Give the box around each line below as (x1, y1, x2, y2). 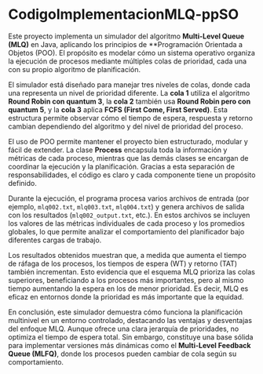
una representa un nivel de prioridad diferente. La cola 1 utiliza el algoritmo (8, 88, 250, 97)
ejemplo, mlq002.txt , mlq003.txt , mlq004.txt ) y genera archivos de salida (8, 202, 245, 211)
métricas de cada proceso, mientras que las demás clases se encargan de (8, 153, 249, 162)
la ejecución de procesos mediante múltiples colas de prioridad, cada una (8, 56, 247, 66)
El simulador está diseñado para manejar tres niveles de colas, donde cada (8, 80, 251, 89)
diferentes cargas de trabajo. (8, 235, 102, 245)
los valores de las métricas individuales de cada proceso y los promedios (8, 218, 245, 228)
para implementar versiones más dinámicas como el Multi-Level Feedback (8, 340, 251, 350)
